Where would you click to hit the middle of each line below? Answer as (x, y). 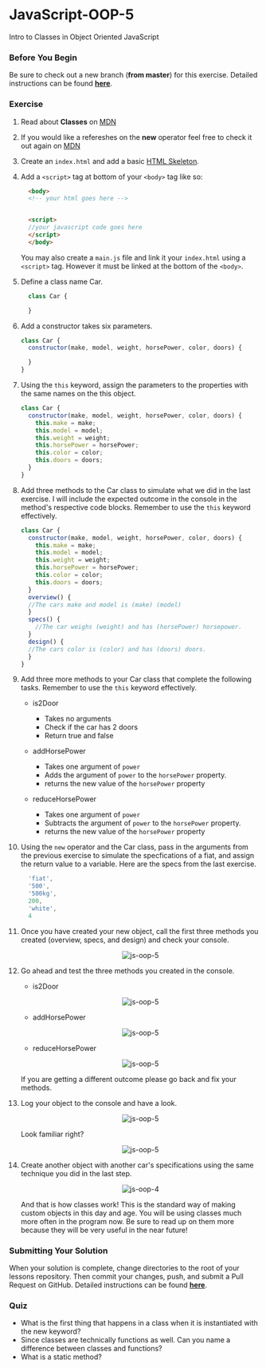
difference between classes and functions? (91, 1349)
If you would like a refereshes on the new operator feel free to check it (136, 137)
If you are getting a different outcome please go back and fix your (129, 1079)
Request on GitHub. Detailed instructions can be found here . (108, 1285)
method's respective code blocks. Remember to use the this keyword (136, 507)
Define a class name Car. (61, 281)
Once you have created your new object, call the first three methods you (139, 931)
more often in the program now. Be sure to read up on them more (127, 1221)
